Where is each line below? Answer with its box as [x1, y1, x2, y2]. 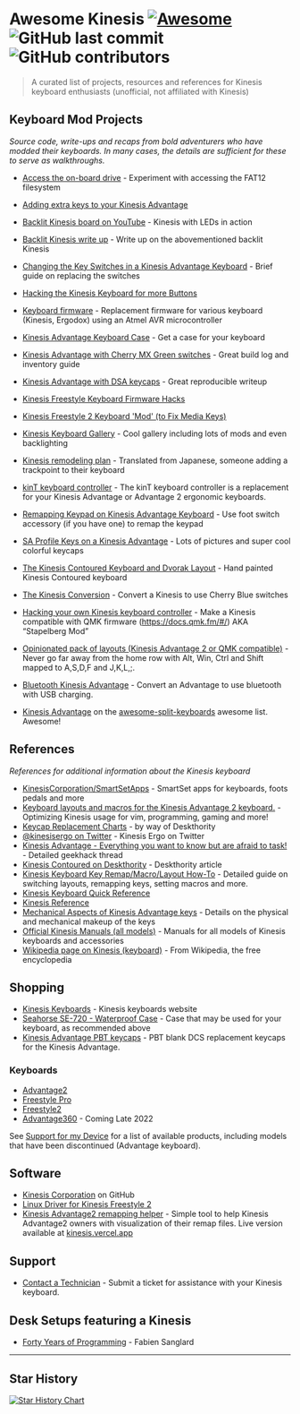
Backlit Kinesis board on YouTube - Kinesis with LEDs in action [21, 216, 253, 227]
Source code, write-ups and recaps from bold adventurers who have [9, 135, 263, 147]
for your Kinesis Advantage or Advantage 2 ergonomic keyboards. [21, 491, 266, 501]
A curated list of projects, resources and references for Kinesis [30, 76, 262, 87]
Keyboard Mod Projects [9, 112, 143, 127]
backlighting [21, 437, 69, 448]
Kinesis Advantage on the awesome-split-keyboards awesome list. [21, 706, 268, 716]
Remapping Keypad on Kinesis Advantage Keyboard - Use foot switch [21, 509, 280, 519]
